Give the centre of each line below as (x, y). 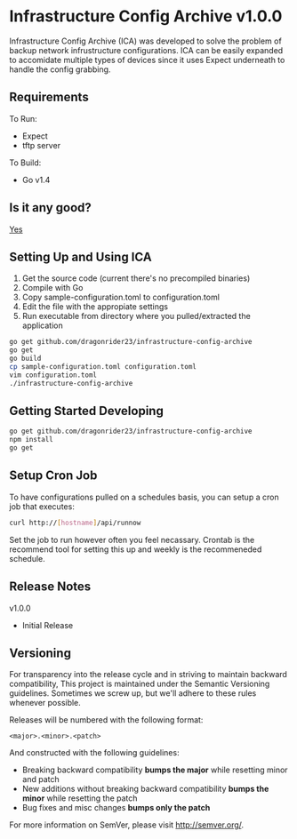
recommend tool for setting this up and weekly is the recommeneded (136, 549)
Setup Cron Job (53, 476)
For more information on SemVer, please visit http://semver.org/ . (127, 825)
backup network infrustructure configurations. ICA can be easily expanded (146, 50)
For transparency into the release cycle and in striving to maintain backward (148, 675)
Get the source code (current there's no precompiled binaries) (136, 278)
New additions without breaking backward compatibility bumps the (145, 789)
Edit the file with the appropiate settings (95, 307)
